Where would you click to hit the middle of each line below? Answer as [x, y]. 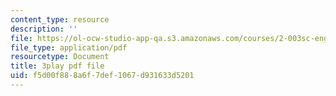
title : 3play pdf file [57, 66]
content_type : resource [60, 19]
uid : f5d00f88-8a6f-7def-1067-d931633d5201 [102, 76]
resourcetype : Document [60, 57]
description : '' [44, 29]
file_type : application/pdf [69, 47]
